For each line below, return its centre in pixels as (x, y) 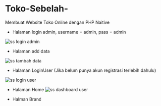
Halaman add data (31, 51)
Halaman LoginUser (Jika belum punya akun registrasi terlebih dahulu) (84, 70)
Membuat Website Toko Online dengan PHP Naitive (57, 22)
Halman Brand (27, 99)
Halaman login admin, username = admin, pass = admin (69, 32)
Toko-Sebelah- (37, 9)
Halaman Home (28, 89)
